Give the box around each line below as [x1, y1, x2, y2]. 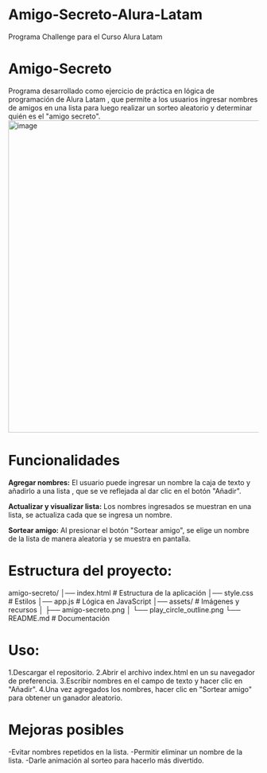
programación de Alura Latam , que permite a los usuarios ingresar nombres [8, 94, 258, 104]
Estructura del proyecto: [8, 562, 172, 580]
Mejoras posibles [8, 721, 125, 739]
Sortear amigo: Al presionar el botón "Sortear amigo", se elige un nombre [8, 525, 250, 534]
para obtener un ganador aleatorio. [8, 693, 123, 702]
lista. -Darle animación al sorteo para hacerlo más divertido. [8, 756, 204, 765]
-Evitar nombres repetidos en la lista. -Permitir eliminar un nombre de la [8, 747, 243, 756]
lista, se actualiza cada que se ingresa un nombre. [8, 510, 172, 519]
